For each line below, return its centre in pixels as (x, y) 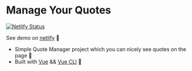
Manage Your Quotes (59, 10)
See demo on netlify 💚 (33, 38)
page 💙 (23, 55)
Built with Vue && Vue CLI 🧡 (48, 62)
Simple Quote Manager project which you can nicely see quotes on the (100, 49)
